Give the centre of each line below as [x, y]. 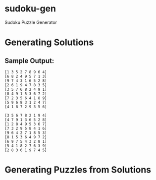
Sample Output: [29, 61]
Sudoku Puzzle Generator [31, 22]
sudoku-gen [30, 9]
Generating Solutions [49, 42]
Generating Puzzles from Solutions [78, 170]
